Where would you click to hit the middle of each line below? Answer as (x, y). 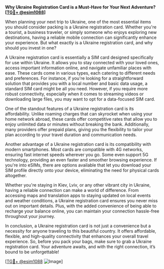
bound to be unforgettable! (32, 252)
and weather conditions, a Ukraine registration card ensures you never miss (82, 201)
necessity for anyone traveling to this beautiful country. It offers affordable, (81, 231)
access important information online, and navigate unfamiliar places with (78, 68)
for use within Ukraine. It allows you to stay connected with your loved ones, (82, 63)
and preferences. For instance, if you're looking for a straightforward (74, 78)
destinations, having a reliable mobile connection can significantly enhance (81, 37)
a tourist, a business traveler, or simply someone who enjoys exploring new (81, 32)
